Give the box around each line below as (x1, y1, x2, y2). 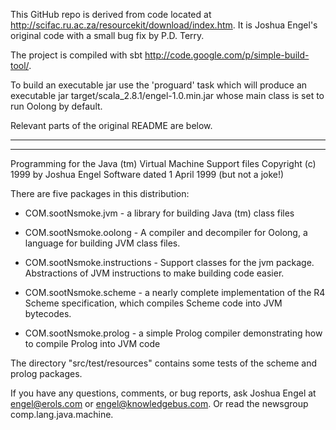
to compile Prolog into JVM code (24, 338, 161, 349)
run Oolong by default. (10, 100, 103, 112)
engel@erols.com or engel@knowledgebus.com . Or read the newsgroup (10, 398, 309, 409)
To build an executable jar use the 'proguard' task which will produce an (10, 79, 308, 91)
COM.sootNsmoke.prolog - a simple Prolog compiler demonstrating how (24, 327, 323, 339)
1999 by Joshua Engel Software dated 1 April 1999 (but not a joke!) (10, 169, 285, 180)
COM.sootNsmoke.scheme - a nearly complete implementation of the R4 (24, 287, 326, 298)
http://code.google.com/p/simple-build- (144, 49, 310, 61)
